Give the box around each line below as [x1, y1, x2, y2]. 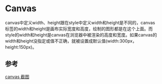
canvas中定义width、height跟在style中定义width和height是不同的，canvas [5, 20, 155, 25]
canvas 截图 [5, 74, 30, 80]
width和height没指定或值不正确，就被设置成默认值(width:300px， [5, 38, 137, 44]
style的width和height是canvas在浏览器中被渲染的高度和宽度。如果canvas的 [5, 32, 157, 38]
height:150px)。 [5, 44, 37, 50]
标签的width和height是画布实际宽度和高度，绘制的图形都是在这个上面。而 [5, 25, 153, 32]
